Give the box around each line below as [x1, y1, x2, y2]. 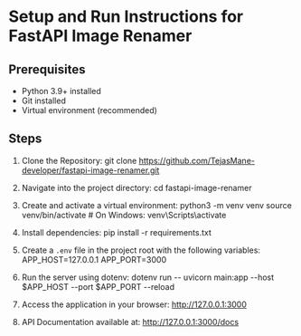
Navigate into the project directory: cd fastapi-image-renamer [21, 182, 252, 193]
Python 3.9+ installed [21, 86, 101, 96]
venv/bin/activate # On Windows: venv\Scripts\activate [21, 209, 227, 220]
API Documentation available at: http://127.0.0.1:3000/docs [21, 316, 240, 327]
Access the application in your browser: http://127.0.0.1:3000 [21, 299, 248, 310]
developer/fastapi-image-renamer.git [21, 165, 160, 176]
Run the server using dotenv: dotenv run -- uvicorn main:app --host [21, 272, 275, 283]
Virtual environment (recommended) [21, 105, 157, 115]
